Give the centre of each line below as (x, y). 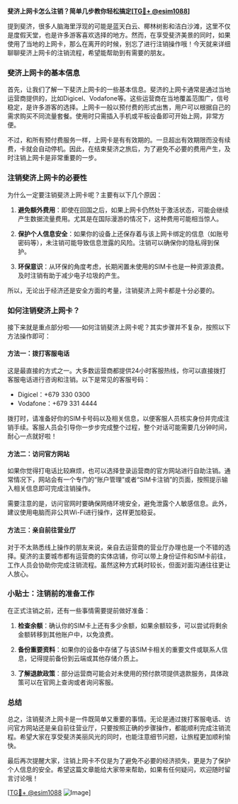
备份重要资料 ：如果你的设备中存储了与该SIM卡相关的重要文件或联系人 (119, 649)
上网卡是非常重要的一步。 (63, 158)
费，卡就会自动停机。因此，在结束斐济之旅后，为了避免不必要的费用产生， (116, 149)
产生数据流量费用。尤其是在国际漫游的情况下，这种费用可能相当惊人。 (120, 218)
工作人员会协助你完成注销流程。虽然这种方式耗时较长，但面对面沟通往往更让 (119, 565)
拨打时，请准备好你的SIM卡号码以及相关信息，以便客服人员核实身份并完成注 (119, 419)
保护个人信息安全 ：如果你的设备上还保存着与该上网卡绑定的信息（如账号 (123, 234)
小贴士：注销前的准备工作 (51, 594)
